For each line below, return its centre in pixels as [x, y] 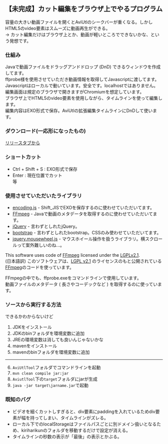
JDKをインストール [32, 327]
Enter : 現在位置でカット [37, 175]
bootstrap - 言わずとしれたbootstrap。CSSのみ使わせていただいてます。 [87, 233]
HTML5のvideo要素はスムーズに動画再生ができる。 [58, 28]
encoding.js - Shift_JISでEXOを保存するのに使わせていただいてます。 [83, 207]
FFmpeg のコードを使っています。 [39, 267]
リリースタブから [23, 143]
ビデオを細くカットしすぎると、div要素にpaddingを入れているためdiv [84, 411]
